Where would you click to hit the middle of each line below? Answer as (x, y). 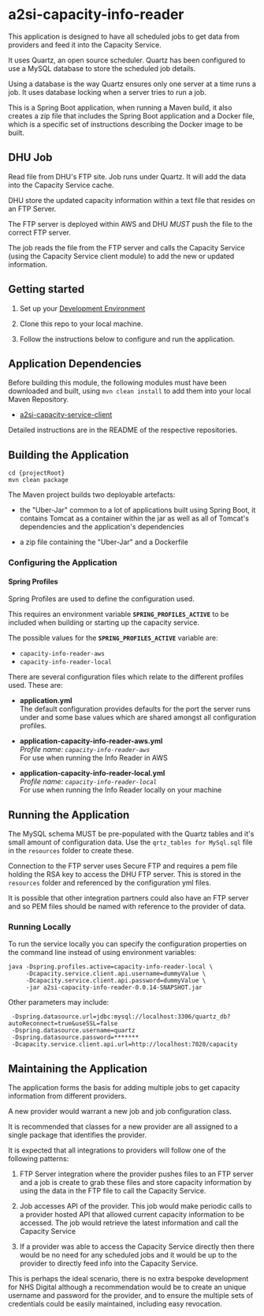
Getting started (46, 290)
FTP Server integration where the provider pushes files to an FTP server (136, 1174)
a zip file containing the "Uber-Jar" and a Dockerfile (104, 542)
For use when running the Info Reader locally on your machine (121, 790)
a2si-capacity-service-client (66, 415)
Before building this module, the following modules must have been (117, 383)
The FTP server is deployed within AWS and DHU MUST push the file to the (131, 224)
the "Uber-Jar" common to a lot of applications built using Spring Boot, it (138, 510)
